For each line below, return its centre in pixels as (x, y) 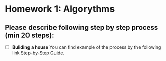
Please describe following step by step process (81, 27)
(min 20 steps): (30, 35)
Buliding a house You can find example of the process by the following (87, 47)
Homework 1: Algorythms (60, 9)
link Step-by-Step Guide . (38, 53)
